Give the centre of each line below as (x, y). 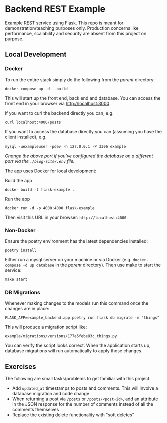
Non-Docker (20, 230)
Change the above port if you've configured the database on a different (79, 156)
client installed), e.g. (26, 137)
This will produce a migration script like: (46, 327)
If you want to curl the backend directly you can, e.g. (59, 113)
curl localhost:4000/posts (33, 122)
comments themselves (36, 410)
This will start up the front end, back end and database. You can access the (83, 98)
